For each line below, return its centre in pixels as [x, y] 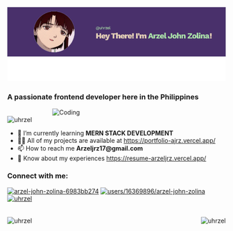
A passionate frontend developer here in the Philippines [103, 97]
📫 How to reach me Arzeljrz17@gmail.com [80, 148]
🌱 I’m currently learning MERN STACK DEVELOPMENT [95, 133]
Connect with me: [38, 176]
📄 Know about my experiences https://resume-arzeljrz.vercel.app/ [112, 158]
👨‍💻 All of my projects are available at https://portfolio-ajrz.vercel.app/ [116, 140]
